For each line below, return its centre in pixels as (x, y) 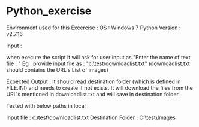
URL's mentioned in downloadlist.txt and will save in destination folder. (93, 94)
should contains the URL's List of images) (58, 69)
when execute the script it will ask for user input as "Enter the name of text (98, 57)
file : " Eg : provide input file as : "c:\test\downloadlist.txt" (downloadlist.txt (98, 63)
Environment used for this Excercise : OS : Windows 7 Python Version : (94, 28)
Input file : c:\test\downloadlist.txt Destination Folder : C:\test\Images (91, 117)
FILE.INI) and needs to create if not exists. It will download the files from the (99, 87)
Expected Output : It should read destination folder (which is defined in (94, 81)
